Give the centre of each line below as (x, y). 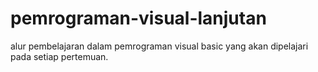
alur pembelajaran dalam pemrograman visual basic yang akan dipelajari (159, 46)
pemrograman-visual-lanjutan (138, 18)
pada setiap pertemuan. (59, 56)
